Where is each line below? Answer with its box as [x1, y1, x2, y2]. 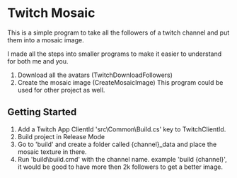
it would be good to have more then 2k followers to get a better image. [17, 162, 223, 171]
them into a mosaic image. [7, 35, 84, 44]
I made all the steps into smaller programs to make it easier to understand [7, 49, 222, 58]
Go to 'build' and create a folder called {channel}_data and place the [17, 140, 217, 148]
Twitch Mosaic [7, 5, 96, 21]
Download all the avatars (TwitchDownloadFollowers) [17, 71, 173, 79]
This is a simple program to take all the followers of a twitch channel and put [7, 28, 230, 37]
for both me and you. [7, 57, 69, 65]
